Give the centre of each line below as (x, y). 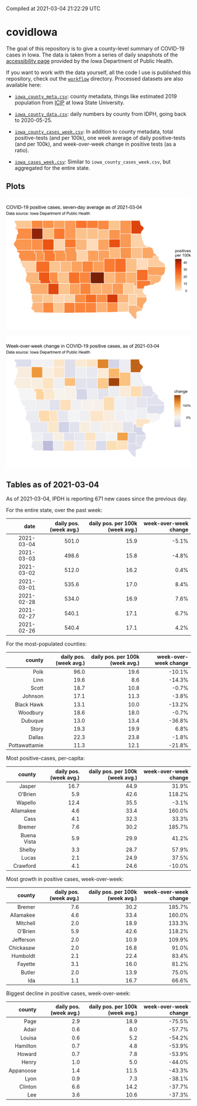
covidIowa (32, 32)
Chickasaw (22, 948)
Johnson (33, 696)
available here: (24, 85)
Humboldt (23, 956)
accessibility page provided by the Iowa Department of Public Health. (90, 61)
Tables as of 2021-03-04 (53, 484)
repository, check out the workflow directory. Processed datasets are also (95, 78)
